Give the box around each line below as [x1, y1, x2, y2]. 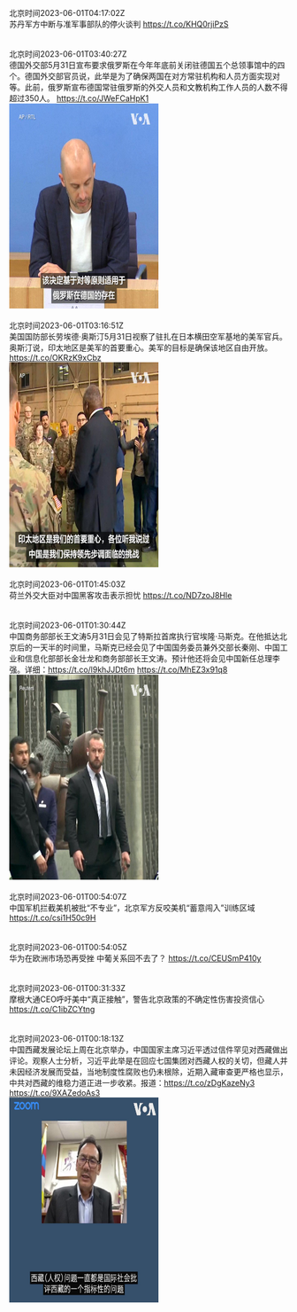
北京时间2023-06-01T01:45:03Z [9, 579, 126, 590]
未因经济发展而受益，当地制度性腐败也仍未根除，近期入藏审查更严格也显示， [9, 1066, 288, 1077]
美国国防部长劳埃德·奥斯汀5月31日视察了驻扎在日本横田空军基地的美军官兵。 [9, 332, 287, 341]
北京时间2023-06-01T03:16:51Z [9, 320, 124, 331]
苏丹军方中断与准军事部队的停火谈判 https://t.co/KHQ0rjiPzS [9, 19, 229, 29]
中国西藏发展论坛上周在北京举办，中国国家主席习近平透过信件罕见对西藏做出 [9, 1044, 288, 1055]
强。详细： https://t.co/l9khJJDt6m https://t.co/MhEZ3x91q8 [9, 664, 228, 675]
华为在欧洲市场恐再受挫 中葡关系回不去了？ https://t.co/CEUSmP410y [9, 953, 262, 964]
